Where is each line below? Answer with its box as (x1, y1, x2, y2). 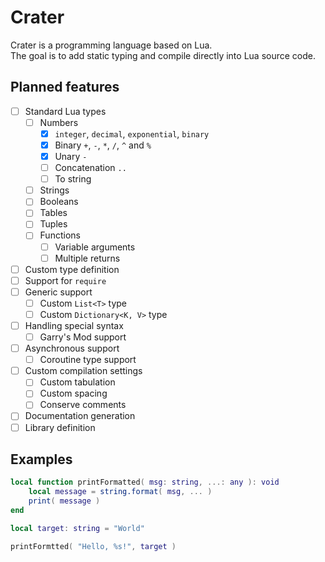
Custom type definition (24, 263, 120, 275)
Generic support (24, 286, 93, 298)
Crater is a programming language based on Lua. (10, 39, 213, 51)
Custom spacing (39, 387, 108, 400)
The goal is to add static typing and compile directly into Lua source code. (10, 49, 316, 61)
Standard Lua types (24, 105, 107, 117)
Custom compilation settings (24, 365, 143, 377)
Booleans (39, 196, 79, 208)
